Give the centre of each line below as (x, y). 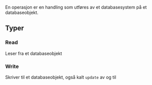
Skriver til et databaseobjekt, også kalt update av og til (61, 77)
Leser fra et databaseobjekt (34, 53)
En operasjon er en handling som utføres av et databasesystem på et (76, 7)
